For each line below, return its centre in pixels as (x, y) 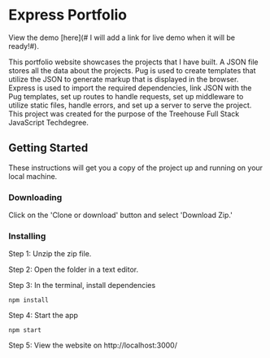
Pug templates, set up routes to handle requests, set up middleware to (126, 96)
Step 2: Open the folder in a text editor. (74, 269)
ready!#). (24, 46)
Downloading (35, 197)
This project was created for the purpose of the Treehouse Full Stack (124, 114)
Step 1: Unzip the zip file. (50, 254)
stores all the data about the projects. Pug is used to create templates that (132, 70)
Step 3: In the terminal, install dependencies (82, 286)
